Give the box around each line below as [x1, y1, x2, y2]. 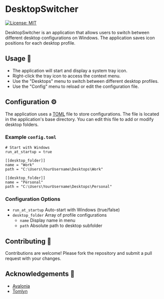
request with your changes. [5, 255, 61, 261]
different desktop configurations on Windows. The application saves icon [5, 35, 155, 41]
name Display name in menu [19, 217, 76, 224]
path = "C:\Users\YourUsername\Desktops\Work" [5, 167, 103, 172]
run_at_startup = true [5, 149, 52, 154]
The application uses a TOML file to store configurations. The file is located [5, 111, 160, 117]
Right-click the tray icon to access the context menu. [12, 73, 121, 79]
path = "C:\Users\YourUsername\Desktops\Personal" [5, 184, 112, 189]
